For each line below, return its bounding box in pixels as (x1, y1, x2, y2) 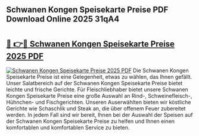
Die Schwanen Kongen (133, 67, 189, 74)
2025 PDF (6, 51, 43, 61)
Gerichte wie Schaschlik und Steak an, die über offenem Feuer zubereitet (6, 105, 186, 112)
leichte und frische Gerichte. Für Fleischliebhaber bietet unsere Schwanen (6, 86, 189, 93)
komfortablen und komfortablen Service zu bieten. (6, 124, 130, 131)
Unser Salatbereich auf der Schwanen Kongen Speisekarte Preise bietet (6, 80, 183, 86)
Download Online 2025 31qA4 (6, 14, 120, 24)
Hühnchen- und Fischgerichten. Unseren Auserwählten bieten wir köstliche (6, 98, 191, 106)
